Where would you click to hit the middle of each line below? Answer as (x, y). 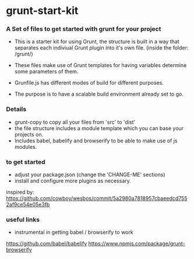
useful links (23, 220)
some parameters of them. (46, 72)
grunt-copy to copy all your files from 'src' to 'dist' (75, 122)
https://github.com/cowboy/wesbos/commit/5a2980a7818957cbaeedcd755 (97, 198)
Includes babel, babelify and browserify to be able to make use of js (96, 141)
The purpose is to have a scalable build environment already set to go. (99, 94)
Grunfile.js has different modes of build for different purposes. (89, 83)
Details (16, 109)
